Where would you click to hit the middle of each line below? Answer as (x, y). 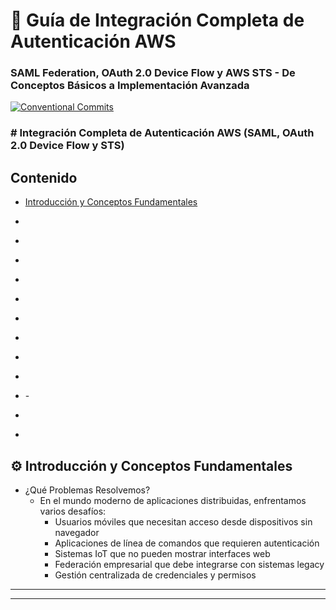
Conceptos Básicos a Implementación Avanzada (130, 86)
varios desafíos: (73, 511)
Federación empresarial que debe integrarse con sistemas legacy (189, 565)
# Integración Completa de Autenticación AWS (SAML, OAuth (162, 133)
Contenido (44, 177)
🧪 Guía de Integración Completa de (157, 20)
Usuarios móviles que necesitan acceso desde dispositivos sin (183, 522)
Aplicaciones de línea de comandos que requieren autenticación (187, 543)
